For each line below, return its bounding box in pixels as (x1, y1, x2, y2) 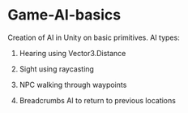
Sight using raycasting (19, 63, 95, 74)
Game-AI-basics (7, 6, 122, 24)
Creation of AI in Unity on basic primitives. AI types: (7, 33, 180, 42)
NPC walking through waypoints (19, 80, 127, 89)
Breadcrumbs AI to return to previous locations (19, 95, 176, 105)
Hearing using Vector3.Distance (19, 48, 126, 58)
